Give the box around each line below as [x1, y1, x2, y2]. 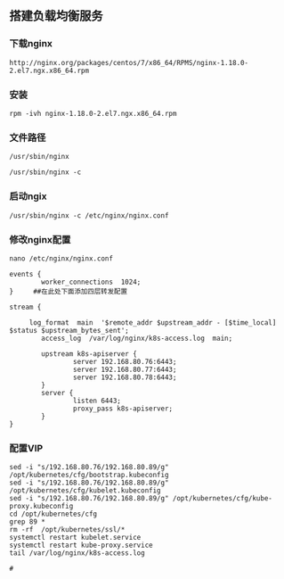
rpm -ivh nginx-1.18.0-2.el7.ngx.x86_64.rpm [9, 109, 177, 118]
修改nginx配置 [9, 233, 71, 245]
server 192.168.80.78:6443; [72, 373, 177, 382]
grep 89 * [9, 517, 46, 526]
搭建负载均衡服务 [9, 8, 103, 24]
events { [9, 269, 42, 278]
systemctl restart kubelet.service [9, 534, 142, 542]
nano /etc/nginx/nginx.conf [9, 253, 114, 263]
